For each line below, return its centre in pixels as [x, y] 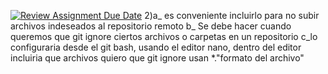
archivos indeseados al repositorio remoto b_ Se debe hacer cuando [151, 26]
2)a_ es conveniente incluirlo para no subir [232, 15]
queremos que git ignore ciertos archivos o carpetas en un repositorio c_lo [164, 36]
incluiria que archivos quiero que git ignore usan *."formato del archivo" [157, 58]
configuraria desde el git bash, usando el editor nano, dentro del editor [156, 47]
